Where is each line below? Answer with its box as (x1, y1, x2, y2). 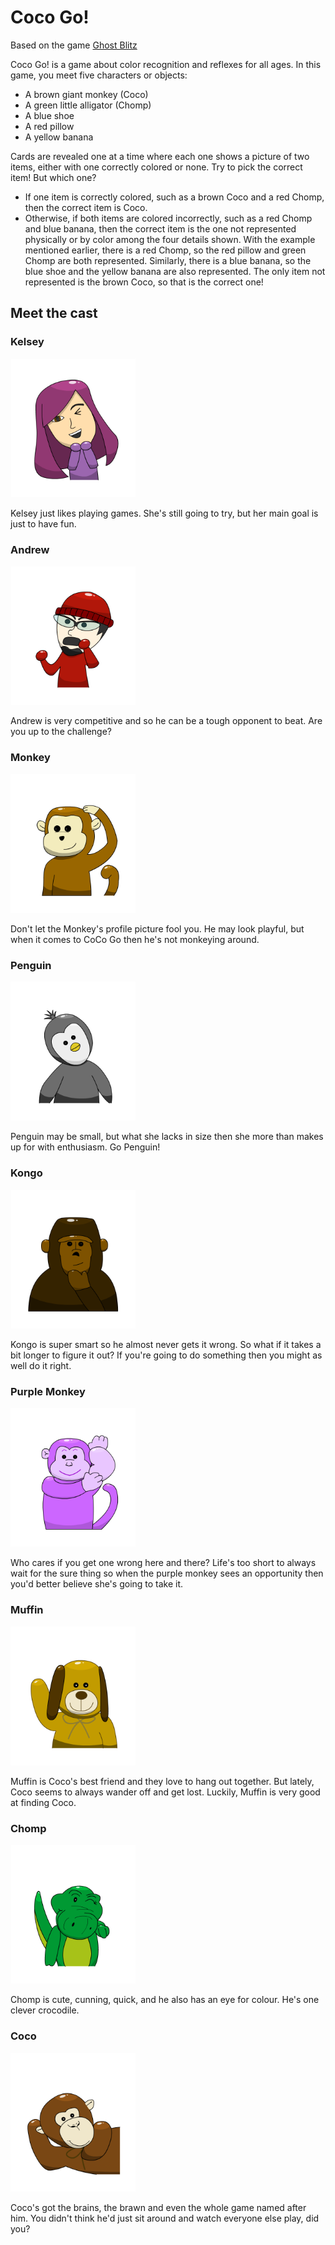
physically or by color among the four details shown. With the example (24, 233, 316, 245)
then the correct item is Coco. (24, 201, 148, 213)
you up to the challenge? (10, 726, 112, 738)
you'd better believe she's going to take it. (10, 1578, 184, 1590)
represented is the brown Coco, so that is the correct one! (24, 276, 264, 288)
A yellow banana (24, 131, 94, 143)
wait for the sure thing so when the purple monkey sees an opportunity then (10, 1567, 324, 1580)
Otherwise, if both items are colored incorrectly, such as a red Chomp (24, 212, 313, 224)
